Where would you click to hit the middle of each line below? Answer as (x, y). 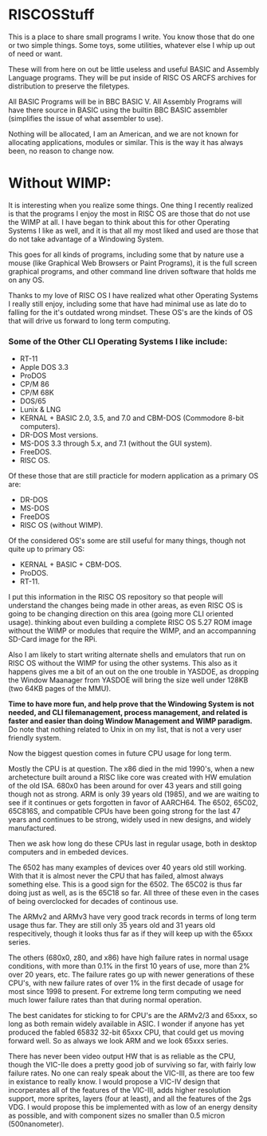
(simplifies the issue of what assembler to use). (86, 118)
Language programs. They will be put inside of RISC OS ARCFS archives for (132, 77)
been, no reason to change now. (61, 151)
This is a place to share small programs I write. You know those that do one (132, 37)
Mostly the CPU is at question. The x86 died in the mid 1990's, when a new (132, 769)
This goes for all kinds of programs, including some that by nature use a (126, 254)
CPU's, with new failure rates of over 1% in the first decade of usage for (126, 983)
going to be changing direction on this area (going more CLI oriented (121, 614)
